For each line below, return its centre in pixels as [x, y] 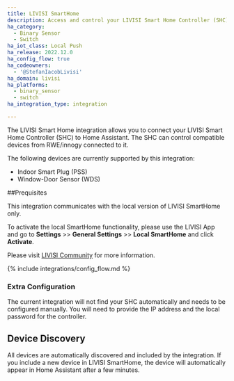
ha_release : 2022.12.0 [40, 53]
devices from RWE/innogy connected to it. [68, 145]
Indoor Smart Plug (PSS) [52, 172]
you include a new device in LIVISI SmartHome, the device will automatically [117, 362]
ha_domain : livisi [34, 78]
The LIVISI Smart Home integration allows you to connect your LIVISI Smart [115, 130]
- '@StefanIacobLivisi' [48, 72]
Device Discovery [46, 338]
